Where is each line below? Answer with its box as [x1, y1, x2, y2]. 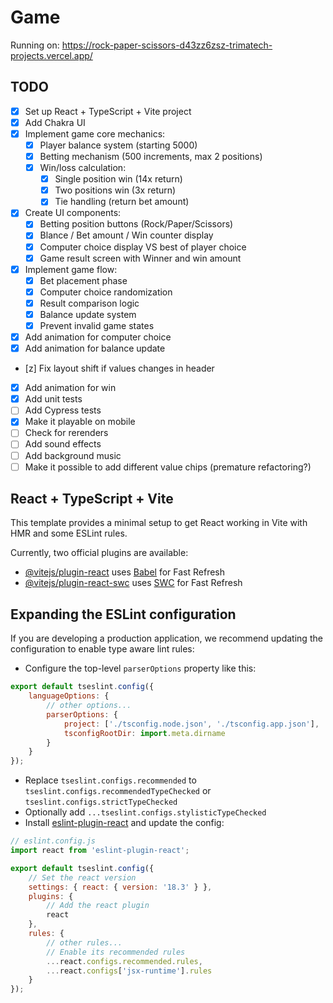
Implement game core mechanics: [24, 127, 166, 140]
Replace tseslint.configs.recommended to [24, 774, 197, 786]
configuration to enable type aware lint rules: [10, 643, 195, 655]
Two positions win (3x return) [54, 184, 177, 196]
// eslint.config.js [10, 836, 97, 846]
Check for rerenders [24, 427, 109, 439]
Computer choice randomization [39, 286, 173, 298]
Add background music [24, 449, 122, 461]
